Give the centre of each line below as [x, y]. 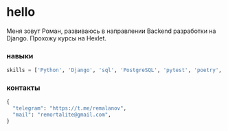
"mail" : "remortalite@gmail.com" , [62, 115]
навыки [20, 56]
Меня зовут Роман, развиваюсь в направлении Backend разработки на [111, 31]
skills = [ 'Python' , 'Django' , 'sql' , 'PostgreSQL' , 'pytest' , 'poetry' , [114, 70]
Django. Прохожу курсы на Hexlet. [57, 38]
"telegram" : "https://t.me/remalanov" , [70, 108]
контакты [23, 88]
